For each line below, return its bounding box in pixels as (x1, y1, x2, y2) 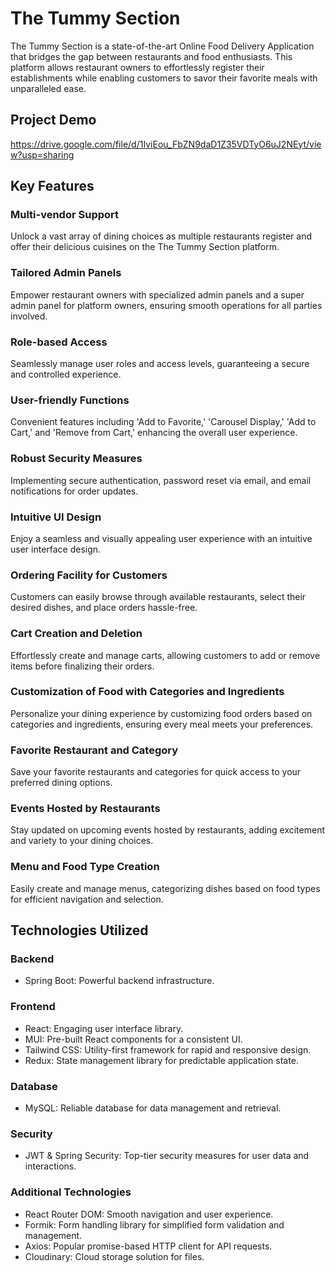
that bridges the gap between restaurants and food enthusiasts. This (10, 50, 293, 62)
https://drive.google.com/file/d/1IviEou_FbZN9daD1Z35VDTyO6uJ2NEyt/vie (10, 138, 322, 150)
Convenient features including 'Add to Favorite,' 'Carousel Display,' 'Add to (10, 416, 317, 428)
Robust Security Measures (10, 452, 143, 466)
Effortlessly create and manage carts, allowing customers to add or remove (10, 649, 321, 661)
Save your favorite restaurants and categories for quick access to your (10, 766, 302, 778)
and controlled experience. (10, 368, 122, 381)
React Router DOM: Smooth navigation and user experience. (24, 1208, 274, 1220)
